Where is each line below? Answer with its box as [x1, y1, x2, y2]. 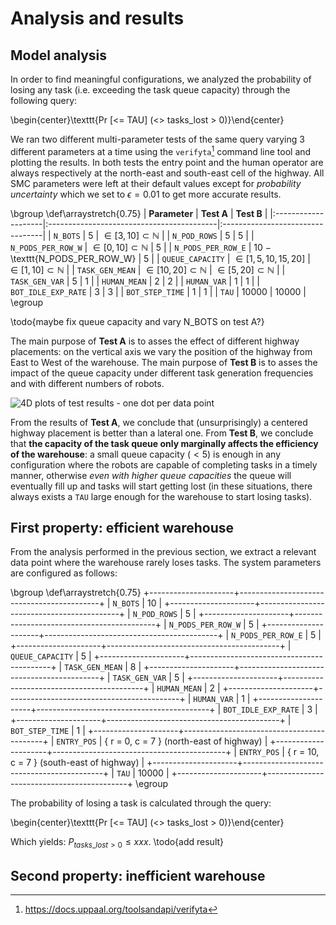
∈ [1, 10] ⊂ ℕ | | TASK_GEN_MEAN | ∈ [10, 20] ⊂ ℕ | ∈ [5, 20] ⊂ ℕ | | [10, 263, 286, 276]
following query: [10, 95, 78, 106]
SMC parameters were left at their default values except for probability [10, 177, 302, 189]
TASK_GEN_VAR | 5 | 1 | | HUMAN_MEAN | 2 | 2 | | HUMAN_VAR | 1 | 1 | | [10, 275, 261, 287]
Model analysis [10, 47, 108, 64]
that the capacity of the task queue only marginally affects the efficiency [10, 437, 319, 449]
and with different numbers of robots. [10, 377, 165, 389]
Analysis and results [10, 7, 185, 30]
